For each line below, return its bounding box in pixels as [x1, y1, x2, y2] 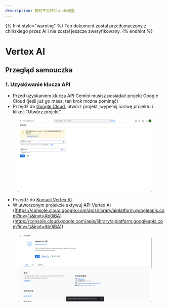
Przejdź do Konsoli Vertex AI [12, 196, 72, 202]
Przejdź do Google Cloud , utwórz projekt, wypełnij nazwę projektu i [12, 103, 153, 109]
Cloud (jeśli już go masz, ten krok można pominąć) [12, 98, 118, 104]
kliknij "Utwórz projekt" [12, 109, 61, 115]
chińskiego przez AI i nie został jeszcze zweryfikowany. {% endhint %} [5, 28, 153, 34]
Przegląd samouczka [5, 66, 73, 74]
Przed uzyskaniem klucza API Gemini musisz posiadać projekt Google [12, 93, 158, 99]
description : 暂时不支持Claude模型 [5, 8, 75, 13]
